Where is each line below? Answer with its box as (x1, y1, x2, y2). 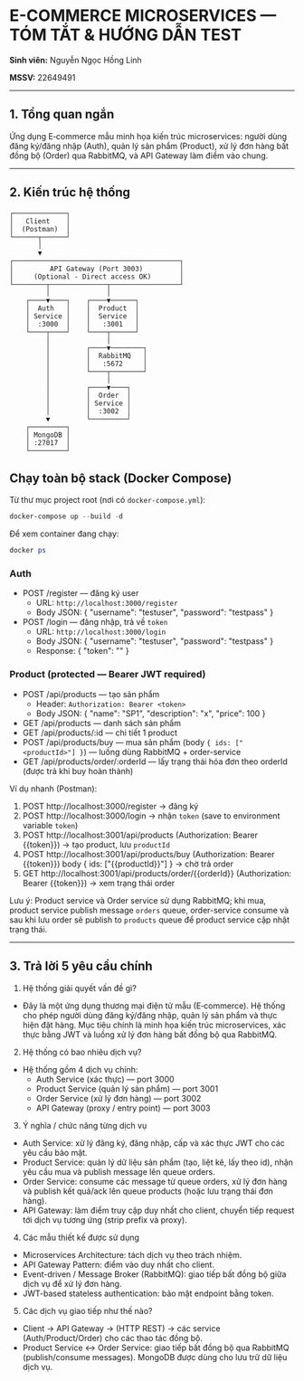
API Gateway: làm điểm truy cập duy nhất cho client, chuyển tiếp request (22, 1205, 295, 1215)
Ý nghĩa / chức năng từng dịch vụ (22, 1120, 147, 1130)
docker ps (9, 546, 47, 555)
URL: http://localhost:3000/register (35, 598, 178, 609)
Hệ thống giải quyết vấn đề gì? (22, 982, 138, 993)
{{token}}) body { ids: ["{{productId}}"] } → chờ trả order (22, 858, 233, 869)
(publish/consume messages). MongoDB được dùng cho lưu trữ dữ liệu (22, 1351, 288, 1362)
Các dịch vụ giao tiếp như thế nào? (22, 1305, 153, 1316)
